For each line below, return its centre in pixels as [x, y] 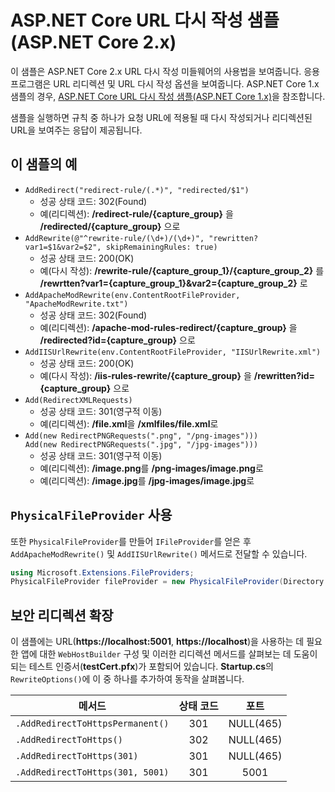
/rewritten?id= [284, 375]
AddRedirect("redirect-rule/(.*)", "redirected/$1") [137, 190]
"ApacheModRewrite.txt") [76, 304]
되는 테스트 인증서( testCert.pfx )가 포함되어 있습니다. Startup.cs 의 [142, 667]
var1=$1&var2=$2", [63, 247]
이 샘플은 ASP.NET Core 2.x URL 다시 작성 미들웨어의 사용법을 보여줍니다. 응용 [165, 71]
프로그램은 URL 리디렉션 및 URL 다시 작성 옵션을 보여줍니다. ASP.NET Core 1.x [165, 83]
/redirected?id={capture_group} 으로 [117, 340]
